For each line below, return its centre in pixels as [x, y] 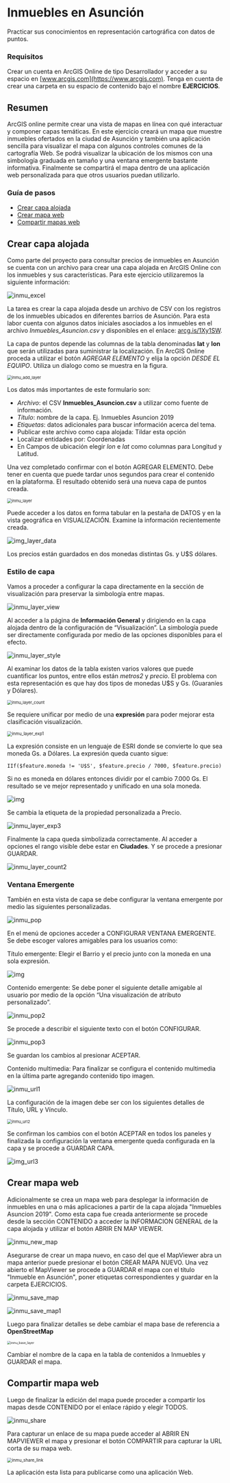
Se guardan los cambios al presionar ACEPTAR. [74, 1055]
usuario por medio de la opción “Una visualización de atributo [94, 995]
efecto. [17, 643]
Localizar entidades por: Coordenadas [71, 439]
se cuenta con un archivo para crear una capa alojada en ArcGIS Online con [114, 268]
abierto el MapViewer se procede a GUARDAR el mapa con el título [101, 1269]
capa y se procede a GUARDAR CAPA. [61, 1148]
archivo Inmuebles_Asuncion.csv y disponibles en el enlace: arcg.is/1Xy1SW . [115, 331]
